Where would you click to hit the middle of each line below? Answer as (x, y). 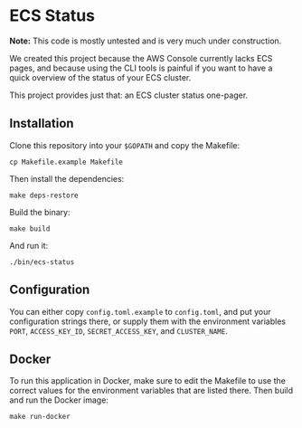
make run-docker (40, 417)
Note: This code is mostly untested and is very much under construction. (146, 41)
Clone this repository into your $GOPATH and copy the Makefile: (125, 145)
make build (30, 228)
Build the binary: (40, 212)
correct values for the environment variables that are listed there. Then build (151, 391)
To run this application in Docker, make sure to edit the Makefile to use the (148, 381)
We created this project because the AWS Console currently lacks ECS (141, 58)
